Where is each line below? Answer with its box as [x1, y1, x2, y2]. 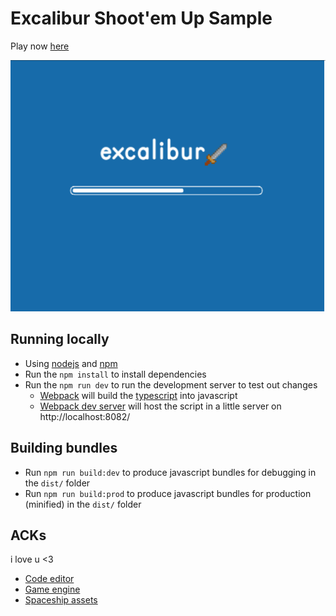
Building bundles [10, 440, 118, 457]
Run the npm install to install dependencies [24, 368, 207, 380]
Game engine [24, 583, 81, 596]
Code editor [24, 573, 75, 585]
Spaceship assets [24, 594, 98, 606]
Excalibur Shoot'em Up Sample [10, 7, 273, 30]
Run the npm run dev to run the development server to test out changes [24, 378, 318, 391]
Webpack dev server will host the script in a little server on [39, 400, 282, 412]
